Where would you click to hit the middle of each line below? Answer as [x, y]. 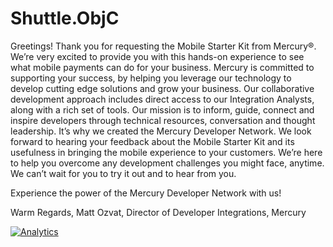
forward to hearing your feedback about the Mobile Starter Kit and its [152, 141]
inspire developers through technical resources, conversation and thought [163, 120]
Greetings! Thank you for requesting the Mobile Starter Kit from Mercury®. [163, 46]
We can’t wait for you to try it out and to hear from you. [123, 173]
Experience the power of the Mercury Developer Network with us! [146, 193]
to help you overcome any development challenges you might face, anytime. [167, 163]
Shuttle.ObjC [65, 18]
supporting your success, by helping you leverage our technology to [151, 78]
